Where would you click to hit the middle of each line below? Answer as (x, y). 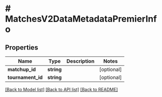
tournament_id (25, 77)
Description (80, 61)
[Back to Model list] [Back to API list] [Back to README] (62, 89)
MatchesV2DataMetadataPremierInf (81, 19)
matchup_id (22, 69)
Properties (22, 47)
